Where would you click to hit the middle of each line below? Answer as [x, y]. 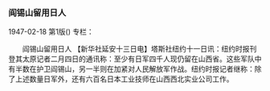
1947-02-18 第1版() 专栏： [51, 32]
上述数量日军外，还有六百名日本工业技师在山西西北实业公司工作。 [124, 79]
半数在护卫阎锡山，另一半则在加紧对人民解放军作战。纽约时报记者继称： [135, 69]
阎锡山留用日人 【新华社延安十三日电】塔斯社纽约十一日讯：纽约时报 [136, 49]
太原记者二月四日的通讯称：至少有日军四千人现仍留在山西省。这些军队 [138, 59]
